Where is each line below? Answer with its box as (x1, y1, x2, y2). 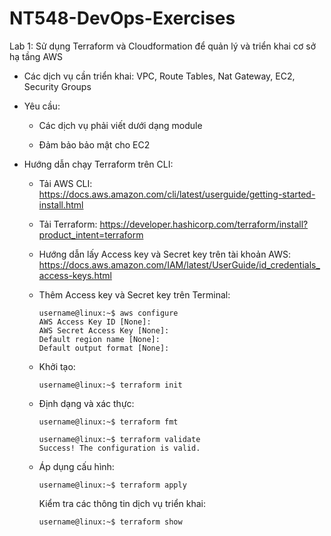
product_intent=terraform (38, 228, 144, 241)
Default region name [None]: (38, 334, 161, 344)
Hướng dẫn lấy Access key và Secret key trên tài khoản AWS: (38, 248, 292, 260)
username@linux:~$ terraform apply (38, 480, 187, 490)
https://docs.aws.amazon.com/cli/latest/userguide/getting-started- (38, 188, 316, 200)
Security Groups (23, 80, 92, 92)
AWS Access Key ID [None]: (38, 317, 152, 327)
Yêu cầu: (23, 100, 61, 112)
